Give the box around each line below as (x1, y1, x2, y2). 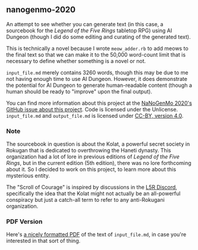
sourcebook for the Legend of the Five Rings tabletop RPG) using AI (6, 27, 172, 34)
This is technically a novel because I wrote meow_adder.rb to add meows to (6, 45, 188, 52)
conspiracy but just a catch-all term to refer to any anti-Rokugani (6, 196, 165, 204)
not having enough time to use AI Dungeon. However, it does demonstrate (6, 75, 187, 82)
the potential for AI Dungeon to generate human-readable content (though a (6, 82, 192, 89)
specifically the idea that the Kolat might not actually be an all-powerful (6, 190, 181, 197)
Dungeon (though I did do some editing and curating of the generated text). (6, 33, 191, 40)
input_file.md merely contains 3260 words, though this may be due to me (6, 68, 188, 76)
